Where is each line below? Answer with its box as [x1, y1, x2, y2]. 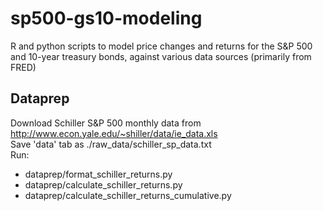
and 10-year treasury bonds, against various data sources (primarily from [10, 50, 312, 62]
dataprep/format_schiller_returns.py [24, 168, 173, 180]
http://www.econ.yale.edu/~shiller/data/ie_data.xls [10, 127, 218, 139]
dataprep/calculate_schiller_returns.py [24, 178, 183, 191]
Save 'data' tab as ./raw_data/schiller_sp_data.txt [10, 138, 212, 150]
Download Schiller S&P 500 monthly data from [10, 117, 202, 129]
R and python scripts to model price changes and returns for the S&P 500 [10, 40, 313, 52]
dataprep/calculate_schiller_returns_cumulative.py [24, 189, 232, 201]
